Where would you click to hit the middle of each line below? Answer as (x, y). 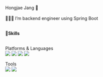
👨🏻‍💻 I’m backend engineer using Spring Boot (52, 18)
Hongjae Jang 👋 (22, 8)
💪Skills (13, 33)
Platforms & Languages (29, 48)
